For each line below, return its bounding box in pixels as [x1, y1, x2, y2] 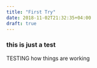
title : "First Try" [6, 9, 56, 15]
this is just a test [6, 40, 56, 49]
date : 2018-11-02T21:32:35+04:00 [6, 15, 92, 21]
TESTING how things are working [6, 55, 90, 62]
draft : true [6, 20, 37, 26]
